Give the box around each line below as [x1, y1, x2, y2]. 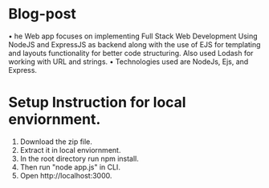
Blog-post [8, 5, 76, 23]
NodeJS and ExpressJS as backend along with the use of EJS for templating [8, 39, 261, 49]
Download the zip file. [19, 137, 92, 146]
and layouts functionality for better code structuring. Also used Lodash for [8, 48, 254, 58]
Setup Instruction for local [8, 94, 186, 112]
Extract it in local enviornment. [19, 145, 121, 154]
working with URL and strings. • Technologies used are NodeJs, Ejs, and [8, 57, 249, 66]
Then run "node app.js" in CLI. [19, 162, 120, 172]
